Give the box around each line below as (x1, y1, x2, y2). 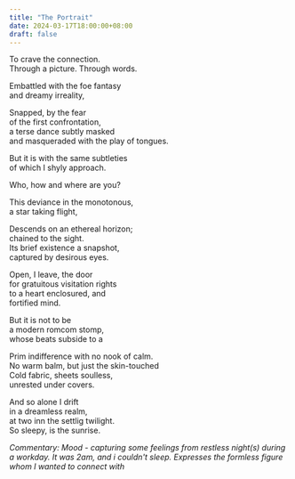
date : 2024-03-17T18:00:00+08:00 (9, 21, 133, 30)
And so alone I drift (9, 397, 79, 408)
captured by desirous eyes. (9, 252, 109, 263)
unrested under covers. (9, 379, 95, 390)
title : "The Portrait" (9, 12, 93, 22)
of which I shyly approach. (9, 162, 107, 174)
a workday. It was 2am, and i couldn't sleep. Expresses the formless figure (9, 451, 283, 463)
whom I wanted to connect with (9, 461, 125, 472)
